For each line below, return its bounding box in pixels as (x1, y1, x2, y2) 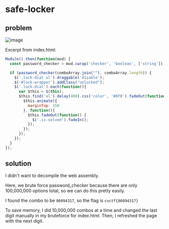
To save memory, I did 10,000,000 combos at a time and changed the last (5, 207, 157, 213)
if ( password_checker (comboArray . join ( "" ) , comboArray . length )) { (10, 70, 152, 75)
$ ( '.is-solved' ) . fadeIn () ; (32, 117, 89, 122)
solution (5, 159, 32, 168)
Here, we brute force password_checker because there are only (5, 183, 137, 189)
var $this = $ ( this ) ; (18, 89, 64, 94)
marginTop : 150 (27, 103, 59, 108)
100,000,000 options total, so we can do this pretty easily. (5, 188, 125, 194)
